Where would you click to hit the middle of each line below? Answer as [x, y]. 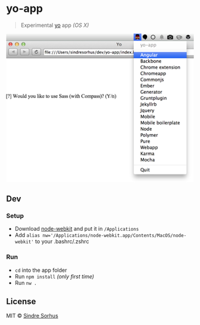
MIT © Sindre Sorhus [32, 316]
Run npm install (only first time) [54, 276]
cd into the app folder [41, 270]
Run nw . [26, 283]
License [21, 301]
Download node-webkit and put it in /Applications [77, 229]
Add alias [27, 235]
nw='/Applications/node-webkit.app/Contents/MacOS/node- [115, 236]
